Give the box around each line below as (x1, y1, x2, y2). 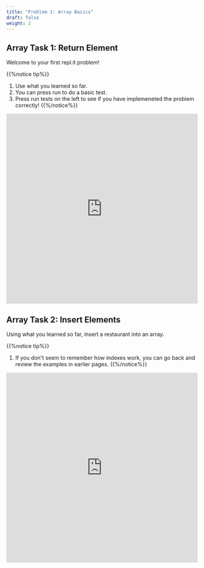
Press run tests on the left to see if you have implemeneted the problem (15, 95, 194, 103)
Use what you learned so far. (15, 83, 87, 90)
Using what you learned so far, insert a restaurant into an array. (6, 330, 165, 338)
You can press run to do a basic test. (15, 89, 107, 96)
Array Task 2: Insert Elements (6, 314, 121, 325)
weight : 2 (6, 20, 32, 26)
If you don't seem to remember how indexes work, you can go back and (15, 354, 195, 361)
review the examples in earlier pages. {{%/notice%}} (15, 361, 148, 368)
